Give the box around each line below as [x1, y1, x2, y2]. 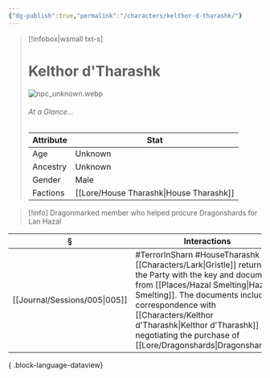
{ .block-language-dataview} [8, 360, 104, 370]
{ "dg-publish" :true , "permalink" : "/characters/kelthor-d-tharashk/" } [8, 11, 243, 20]
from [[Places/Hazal [135, 279, 211, 290]
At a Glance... [27, 107, 74, 117]
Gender [31, 174, 61, 185]
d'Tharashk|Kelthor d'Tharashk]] [135, 319, 260, 331]
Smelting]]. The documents [135, 289, 239, 300]
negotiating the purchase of [135, 329, 240, 340]
